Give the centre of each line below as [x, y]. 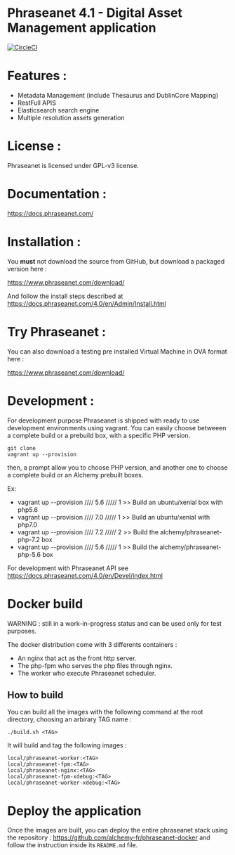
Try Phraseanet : [57, 332]
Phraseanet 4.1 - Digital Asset [95, 13]
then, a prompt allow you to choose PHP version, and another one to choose [117, 467]
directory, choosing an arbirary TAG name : [69, 719]
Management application [82, 28]
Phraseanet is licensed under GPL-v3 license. [73, 165]
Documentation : [57, 194]
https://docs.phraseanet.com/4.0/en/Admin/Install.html [87, 303]
